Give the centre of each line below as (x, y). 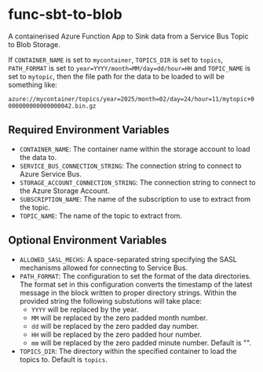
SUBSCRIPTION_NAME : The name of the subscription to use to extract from (135, 199)
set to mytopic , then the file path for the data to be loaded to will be (117, 76)
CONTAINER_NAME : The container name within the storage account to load (135, 149)
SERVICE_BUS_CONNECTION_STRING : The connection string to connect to (130, 166)
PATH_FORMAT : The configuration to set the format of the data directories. (135, 275)
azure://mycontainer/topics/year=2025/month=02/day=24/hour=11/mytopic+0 (131, 99)
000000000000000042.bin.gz (52, 106)
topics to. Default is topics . (63, 359)
